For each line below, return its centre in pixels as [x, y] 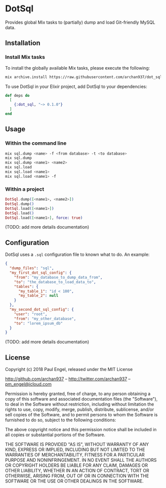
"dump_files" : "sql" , [32, 268]
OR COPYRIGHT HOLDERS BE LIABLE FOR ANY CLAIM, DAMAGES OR [77, 465]
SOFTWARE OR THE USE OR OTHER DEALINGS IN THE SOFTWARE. [74, 481]
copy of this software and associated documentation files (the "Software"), [82, 399]
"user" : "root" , [31, 314]
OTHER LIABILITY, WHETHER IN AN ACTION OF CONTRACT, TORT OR [77, 471]
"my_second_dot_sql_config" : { [42, 310]
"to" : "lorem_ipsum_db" [39, 323]
